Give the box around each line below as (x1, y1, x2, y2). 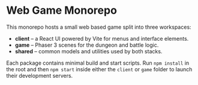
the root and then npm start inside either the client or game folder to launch (6, 65, 193, 72)
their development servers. (6, 72, 73, 79)
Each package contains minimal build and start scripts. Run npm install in (6, 59, 190, 66)
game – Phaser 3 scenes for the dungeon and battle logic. (14, 41, 159, 48)
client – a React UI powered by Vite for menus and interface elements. (14, 35, 189, 42)
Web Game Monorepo (6, 4, 117, 17)
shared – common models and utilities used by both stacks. (14, 47, 163, 54)
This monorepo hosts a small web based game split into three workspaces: (6, 23, 191, 31)
